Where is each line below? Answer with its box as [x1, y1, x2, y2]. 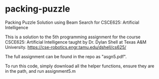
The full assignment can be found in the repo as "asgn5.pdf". [5, 53, 127, 59]
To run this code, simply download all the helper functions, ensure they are [5, 63, 155, 69]
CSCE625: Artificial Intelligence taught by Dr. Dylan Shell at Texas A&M [5, 39, 147, 45]
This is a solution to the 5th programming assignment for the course [5, 34, 141, 40]
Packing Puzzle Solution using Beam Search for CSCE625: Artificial [5, 19, 140, 25]
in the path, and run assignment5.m [5, 68, 76, 74]
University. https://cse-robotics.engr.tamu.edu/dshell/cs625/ [5, 44, 127, 50]
